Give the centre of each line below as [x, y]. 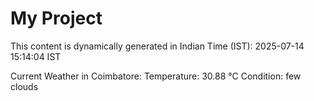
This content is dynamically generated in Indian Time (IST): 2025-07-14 [157, 46]
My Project [56, 18]
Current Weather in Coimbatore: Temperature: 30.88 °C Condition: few [156, 76]
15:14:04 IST [36, 56]
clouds [24, 86]
